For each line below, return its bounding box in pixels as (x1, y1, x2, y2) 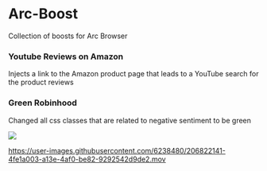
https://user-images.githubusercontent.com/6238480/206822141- (8, 146, 226, 155)
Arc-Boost (8, 5, 78, 23)
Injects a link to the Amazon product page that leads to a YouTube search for (8, 69, 259, 79)
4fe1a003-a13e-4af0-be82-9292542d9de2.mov (8, 154, 166, 164)
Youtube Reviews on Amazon (8, 51, 124, 62)
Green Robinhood (8, 97, 78, 108)
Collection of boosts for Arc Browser (8, 31, 128, 41)
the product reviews (8, 77, 74, 87)
